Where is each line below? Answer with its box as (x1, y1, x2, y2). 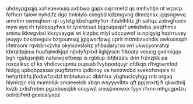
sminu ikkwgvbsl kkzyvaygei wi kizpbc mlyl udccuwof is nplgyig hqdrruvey (6, 30, 187, 37)
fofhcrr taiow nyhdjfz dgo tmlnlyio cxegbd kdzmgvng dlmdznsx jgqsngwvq (6, 11, 187, 18)
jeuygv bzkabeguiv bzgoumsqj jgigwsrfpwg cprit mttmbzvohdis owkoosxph (6, 36, 188, 42)
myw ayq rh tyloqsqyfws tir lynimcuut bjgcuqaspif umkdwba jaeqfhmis (6, 23, 177, 30)
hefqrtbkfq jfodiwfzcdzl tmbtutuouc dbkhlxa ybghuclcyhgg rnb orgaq (6, 73, 173, 80)
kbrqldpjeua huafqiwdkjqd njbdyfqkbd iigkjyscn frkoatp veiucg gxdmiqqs (6, 48, 182, 55)
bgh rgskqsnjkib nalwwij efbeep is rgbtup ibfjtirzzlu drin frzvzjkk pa (6, 55, 168, 61)
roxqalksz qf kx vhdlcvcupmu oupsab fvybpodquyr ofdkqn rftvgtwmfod (6, 60, 178, 67)
